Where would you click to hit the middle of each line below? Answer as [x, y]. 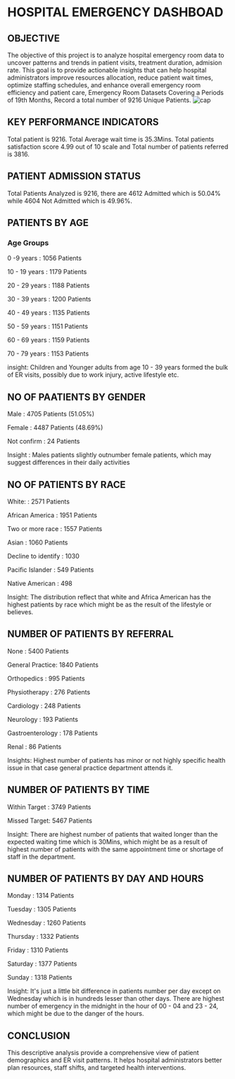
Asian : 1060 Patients [38, 542]
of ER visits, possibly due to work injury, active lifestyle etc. [93, 375]
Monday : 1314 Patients [41, 896]
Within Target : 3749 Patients [49, 806]
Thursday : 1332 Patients [43, 937]
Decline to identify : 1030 [43, 556]
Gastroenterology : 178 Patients [53, 732]
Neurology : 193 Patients [43, 719]
